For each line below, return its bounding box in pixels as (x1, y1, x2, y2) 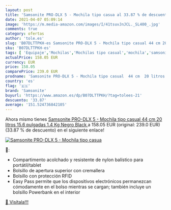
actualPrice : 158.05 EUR (5, 55, 58, 60)
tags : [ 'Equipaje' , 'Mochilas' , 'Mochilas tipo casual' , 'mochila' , (5, 50, 149, 55)
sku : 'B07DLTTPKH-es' (5, 45, 51, 50)
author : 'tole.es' (5, 36, 44, 41)
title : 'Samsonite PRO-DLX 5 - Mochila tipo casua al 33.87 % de (5, 12, 147, 17)
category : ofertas (5, 31, 44, 36)
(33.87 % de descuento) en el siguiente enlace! (5, 127, 104, 133)
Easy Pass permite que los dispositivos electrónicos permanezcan (12, 178, 152, 185)
